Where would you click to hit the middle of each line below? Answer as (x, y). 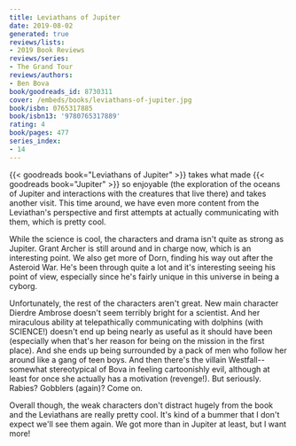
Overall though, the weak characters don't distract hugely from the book (141, 405)
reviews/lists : (37, 42)
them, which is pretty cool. (58, 222)
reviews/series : (39, 59)
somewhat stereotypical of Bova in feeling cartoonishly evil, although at (140, 369)
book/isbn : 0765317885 (51, 108)
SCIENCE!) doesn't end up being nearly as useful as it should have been (141, 331)
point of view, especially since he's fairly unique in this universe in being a (144, 277)
